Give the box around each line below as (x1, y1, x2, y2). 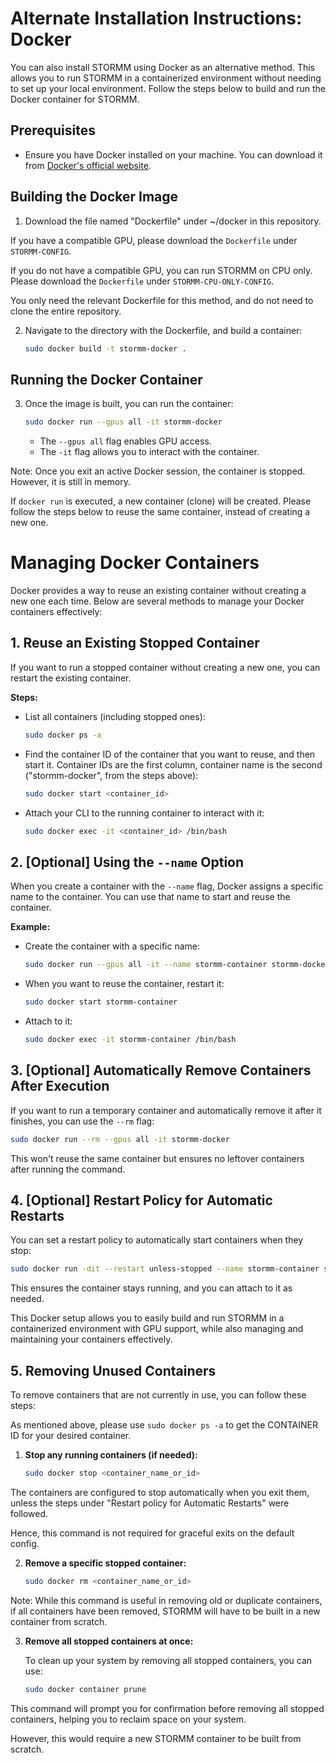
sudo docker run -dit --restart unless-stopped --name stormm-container (10, 1264, 320, 1274)
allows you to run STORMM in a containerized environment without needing (10, 72, 322, 84)
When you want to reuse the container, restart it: (24, 978, 225, 990)
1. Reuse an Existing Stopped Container (10, 635, 260, 652)
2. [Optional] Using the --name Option (10, 853, 245, 871)
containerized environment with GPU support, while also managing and (10, 1323, 304, 1335)
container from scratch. (10, 1615, 108, 1627)
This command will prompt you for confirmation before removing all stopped (10, 1702, 325, 1714)
